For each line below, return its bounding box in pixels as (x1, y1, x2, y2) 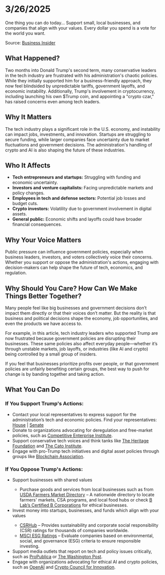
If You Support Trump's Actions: (5, 400, 84, 407)
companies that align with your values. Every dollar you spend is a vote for (5, 25, 156, 31)
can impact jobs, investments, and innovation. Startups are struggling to (5, 131, 151, 137)
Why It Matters (5, 113, 52, 121)
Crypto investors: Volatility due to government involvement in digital (12, 206, 152, 212)
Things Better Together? (5, 292, 82, 300)
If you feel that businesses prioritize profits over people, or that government (5, 361, 159, 366)
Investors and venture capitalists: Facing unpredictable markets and (12, 185, 153, 191)
